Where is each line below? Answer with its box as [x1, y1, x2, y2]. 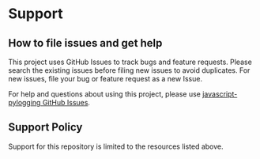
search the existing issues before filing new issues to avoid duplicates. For [8, 66, 251, 75]
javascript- [202, 89, 238, 99]
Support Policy [8, 120, 83, 134]
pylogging [8, 98, 41, 107]
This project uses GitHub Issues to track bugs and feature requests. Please [8, 57, 253, 66]
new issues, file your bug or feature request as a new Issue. [8, 74, 203, 83]
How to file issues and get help [8, 36, 163, 50]
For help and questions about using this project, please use [8, 89, 202, 99]
